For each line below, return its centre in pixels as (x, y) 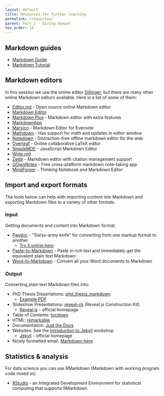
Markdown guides (33, 48)
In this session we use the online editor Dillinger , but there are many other (79, 92)
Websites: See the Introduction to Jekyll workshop (63, 331)
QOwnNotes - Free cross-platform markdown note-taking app (75, 164)
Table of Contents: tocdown (40, 315)
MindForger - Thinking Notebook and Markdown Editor (68, 170)
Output (14, 274)
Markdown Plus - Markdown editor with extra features (67, 117)
